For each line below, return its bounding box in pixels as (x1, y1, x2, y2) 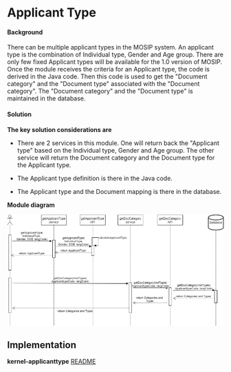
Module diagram (7, 201, 55, 209)
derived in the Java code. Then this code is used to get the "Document (7, 72, 208, 80)
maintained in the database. (7, 94, 86, 102)
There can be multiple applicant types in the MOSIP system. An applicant (7, 43, 214, 52)
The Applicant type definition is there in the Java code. (16, 174, 173, 182)
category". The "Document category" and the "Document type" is (7, 87, 194, 96)
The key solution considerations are (7, 125, 112, 133)
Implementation (7, 339, 77, 351)
